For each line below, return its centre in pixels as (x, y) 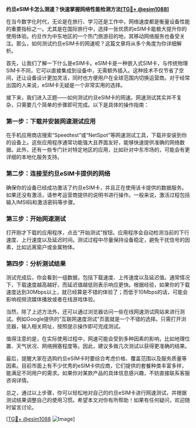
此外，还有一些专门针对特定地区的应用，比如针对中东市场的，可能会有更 (103, 150)
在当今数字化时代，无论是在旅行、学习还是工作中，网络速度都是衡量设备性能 (98, 22)
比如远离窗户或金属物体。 (47, 247)
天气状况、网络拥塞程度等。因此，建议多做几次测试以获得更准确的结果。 (103, 346)
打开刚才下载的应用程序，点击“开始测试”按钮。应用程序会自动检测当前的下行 (98, 232)
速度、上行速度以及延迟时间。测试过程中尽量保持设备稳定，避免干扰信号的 (95, 239)
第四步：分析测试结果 (36, 263)
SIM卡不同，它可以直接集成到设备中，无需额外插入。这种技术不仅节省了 (92, 70)
